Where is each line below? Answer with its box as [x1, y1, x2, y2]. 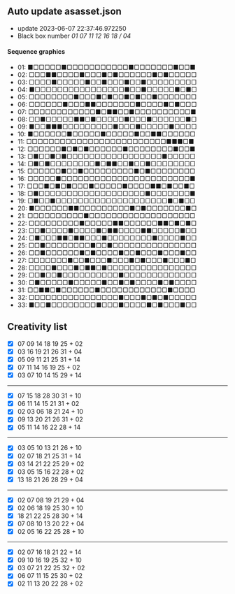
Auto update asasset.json [7, 6, 122, 17]
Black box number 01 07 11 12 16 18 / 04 [17, 31, 131, 40]
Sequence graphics [7, 48, 65, 56]
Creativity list [7, 321, 68, 333]
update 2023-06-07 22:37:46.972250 [17, 24, 127, 32]
